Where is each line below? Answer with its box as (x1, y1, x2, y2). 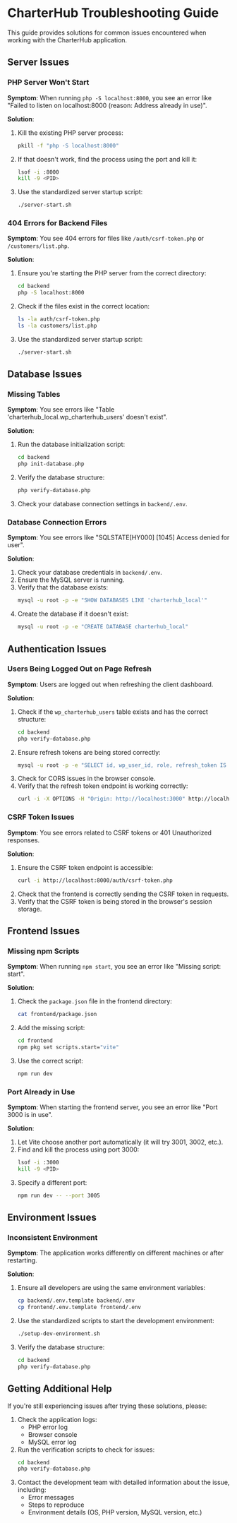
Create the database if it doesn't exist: (17, 609, 129, 619)
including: (17, 1486, 47, 1494)
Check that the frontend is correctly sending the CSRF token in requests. (17, 890, 229, 898)
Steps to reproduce (28, 1500, 85, 1509)
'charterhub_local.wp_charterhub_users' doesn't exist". (7, 413, 168, 422)
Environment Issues (7, 1212, 97, 1224)
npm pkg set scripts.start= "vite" (17, 1044, 119, 1051)
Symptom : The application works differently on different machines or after (7, 1248, 224, 1258)
